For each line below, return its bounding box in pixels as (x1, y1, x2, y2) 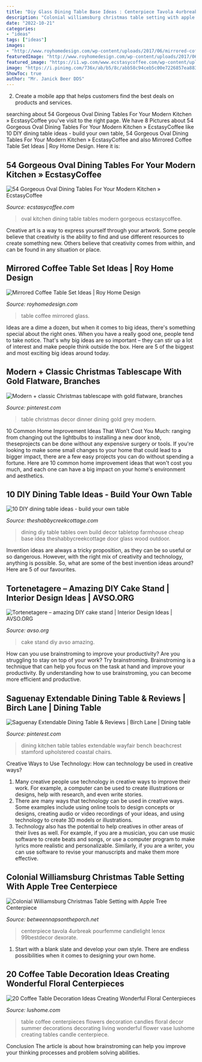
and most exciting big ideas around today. (6, 349, 110, 356)
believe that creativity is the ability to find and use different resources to (6, 233, 185, 240)
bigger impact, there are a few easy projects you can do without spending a (6, 453, 194, 460)
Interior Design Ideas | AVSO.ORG (6, 592, 135, 603)
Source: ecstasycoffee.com (6, 203, 75, 211)
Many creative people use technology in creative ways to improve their (14, 778, 191, 785)
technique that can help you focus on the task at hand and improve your (6, 663, 185, 670)
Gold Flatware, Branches (6, 376, 100, 387)
